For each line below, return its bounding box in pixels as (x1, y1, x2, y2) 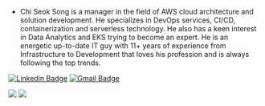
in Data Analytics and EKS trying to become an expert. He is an (19, 32, 229, 42)
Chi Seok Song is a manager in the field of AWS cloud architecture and (19, 7, 255, 16)
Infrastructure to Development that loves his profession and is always (19, 50, 250, 59)
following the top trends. (19, 58, 101, 67)
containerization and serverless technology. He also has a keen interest (19, 24, 257, 33)
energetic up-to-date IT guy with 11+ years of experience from (19, 41, 226, 51)
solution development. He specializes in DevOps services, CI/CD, (19, 15, 235, 25)
